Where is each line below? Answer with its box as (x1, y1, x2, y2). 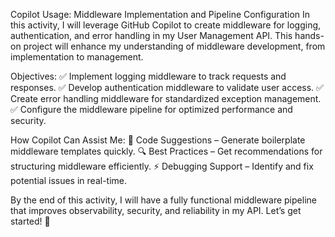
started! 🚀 (10, 215, 51, 227)
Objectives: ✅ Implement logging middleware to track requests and (10, 70, 287, 82)
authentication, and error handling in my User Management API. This (10, 30, 293, 41)
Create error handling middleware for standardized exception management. (10, 93, 322, 104)
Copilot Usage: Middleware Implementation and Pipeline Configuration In (10, 9, 311, 20)
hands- (294, 30, 325, 41)
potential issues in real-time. (10, 175, 127, 186)
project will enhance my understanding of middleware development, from (23, 40, 326, 52)
